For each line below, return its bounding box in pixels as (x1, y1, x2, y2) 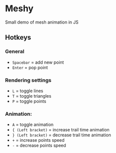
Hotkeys (5, 33, 31, 42)
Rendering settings (5, 76, 51, 83)
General (5, 48, 24, 55)
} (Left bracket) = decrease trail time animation (12, 132, 111, 138)
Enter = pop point (12, 64, 48, 70)
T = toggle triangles (12, 93, 51, 99)
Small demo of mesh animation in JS (5, 19, 79, 25)
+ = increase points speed (12, 137, 65, 143)
